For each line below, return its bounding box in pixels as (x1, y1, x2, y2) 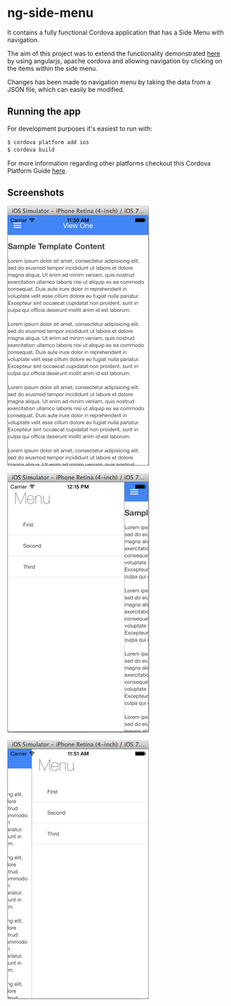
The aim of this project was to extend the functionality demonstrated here (7, 49, 220, 58)
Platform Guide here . (7, 166, 67, 175)
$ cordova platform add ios (7, 138, 90, 145)
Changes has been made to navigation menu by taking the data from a (7, 77, 211, 86)
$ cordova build (7, 146, 55, 153)
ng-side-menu (7, 5, 94, 21)
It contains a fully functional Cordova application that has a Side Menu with (7, 28, 224, 37)
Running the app (7, 105, 81, 117)
